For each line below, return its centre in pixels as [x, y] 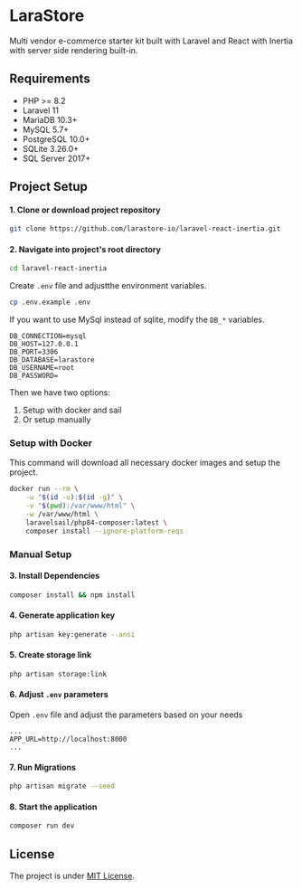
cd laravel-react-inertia [58, 269]
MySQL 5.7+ [46, 129]
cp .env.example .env [50, 303]
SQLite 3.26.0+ [51, 148]
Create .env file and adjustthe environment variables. [108, 286]
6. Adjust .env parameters [59, 695]
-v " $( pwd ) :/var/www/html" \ [80, 506]
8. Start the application [53, 807]
